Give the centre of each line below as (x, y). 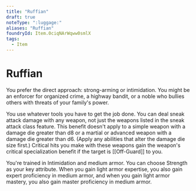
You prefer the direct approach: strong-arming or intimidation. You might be (98, 90)
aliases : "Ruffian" (30, 28)
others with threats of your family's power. (58, 102)
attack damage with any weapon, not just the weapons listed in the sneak (95, 120)
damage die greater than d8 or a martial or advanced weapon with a (89, 133)
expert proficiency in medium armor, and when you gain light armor (88, 175)
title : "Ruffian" (27, 11)
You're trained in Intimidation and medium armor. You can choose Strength (97, 163)
